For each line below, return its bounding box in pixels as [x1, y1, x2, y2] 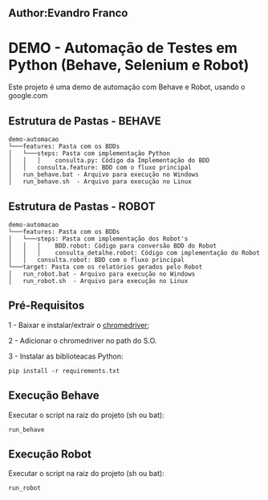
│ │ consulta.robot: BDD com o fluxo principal [8, 256, 185, 264]
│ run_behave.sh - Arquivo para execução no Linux [8, 178, 193, 186]
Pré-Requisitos [8, 299, 85, 313]
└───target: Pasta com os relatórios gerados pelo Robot [8, 263, 203, 271]
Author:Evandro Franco [8, 6, 128, 20]
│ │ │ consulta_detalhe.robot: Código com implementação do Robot [8, 248, 261, 256]
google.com [8, 91, 48, 100]
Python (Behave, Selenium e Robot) [8, 55, 250, 74]
